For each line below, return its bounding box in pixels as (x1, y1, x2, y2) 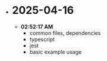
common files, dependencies (29, 29, 101, 36)
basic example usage (29, 48, 82, 55)
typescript (29, 36, 55, 43)
